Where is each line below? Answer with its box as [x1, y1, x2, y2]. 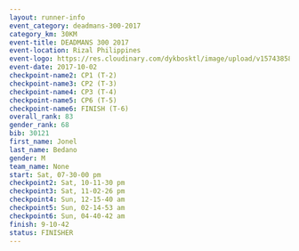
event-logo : [9, 54, 53, 63]
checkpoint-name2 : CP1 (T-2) [9, 71, 117, 80]
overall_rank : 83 [9, 112, 74, 121]
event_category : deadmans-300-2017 [9, 21, 141, 30]
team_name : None [9, 162, 69, 171]
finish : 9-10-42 [9, 220, 69, 229]
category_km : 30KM [9, 29, 77, 38]
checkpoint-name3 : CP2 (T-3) [9, 79, 117, 88]
